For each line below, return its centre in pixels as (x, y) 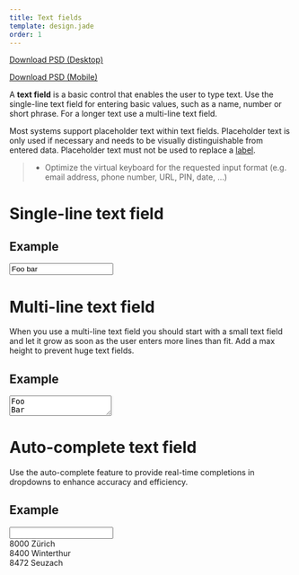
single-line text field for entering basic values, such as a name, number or (146, 104)
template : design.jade (52, 26)
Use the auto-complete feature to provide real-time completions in (132, 473)
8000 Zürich (32, 544)
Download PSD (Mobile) (54, 77)
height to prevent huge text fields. (72, 350)
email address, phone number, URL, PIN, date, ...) (136, 177)
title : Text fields (46, 18)
